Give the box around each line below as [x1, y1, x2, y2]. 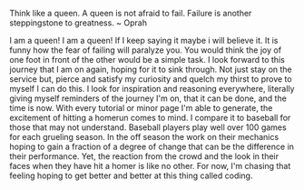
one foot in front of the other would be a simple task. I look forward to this [9, 55, 286, 65]
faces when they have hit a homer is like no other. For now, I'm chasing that [9, 161, 291, 171]
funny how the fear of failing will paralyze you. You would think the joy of [9, 45, 282, 55]
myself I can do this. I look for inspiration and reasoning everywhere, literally [9, 84, 295, 94]
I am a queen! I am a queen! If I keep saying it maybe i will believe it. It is [9, 35, 279, 45]
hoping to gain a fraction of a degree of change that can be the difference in [9, 141, 295, 152]
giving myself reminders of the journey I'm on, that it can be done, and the [9, 93, 288, 104]
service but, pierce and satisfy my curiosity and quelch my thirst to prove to [9, 74, 292, 85]
